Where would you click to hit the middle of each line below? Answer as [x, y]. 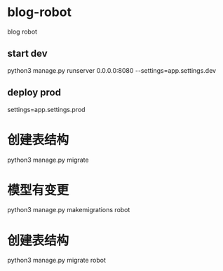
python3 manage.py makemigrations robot [69, 210]
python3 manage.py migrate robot [57, 260]
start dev [27, 54]
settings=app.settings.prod [46, 109]
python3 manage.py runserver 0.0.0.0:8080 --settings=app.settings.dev [111, 70]
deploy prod [34, 93]
